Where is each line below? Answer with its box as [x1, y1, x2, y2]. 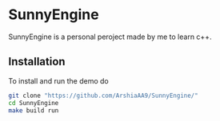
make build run [8, 106, 59, 115]
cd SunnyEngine [8, 99, 59, 107]
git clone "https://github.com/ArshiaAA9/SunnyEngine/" [8, 92, 198, 100]
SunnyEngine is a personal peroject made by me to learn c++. [8, 32, 212, 41]
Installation [8, 55, 66, 68]
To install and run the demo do [8, 76, 110, 85]
